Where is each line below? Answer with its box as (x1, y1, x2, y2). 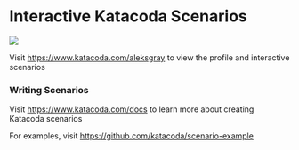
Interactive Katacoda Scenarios (9, 6, 247, 27)
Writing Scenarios (9, 83, 89, 96)
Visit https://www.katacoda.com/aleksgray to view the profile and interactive (9, 51, 290, 63)
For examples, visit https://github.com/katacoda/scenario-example (9, 130, 254, 141)
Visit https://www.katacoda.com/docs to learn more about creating (9, 104, 255, 114)
